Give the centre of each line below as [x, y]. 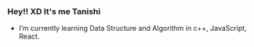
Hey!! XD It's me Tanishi [54, 12]
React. [29, 36]
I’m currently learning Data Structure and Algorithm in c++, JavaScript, [133, 29]
